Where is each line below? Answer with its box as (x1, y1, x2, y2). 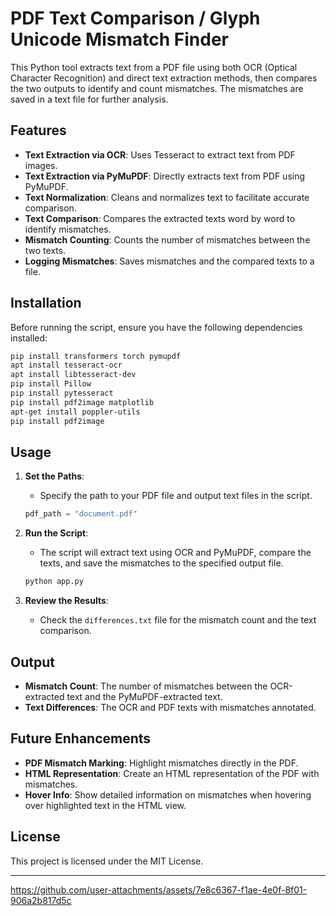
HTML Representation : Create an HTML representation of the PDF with (24, 767, 320, 779)
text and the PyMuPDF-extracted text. (66, 690, 223, 702)
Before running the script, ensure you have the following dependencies (10, 321, 303, 333)
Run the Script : (24, 527, 89, 539)
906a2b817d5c (10, 894, 72, 906)
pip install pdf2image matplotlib (10, 397, 155, 407)
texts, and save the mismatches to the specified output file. (39, 557, 284, 569)
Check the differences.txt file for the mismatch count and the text (39, 614, 317, 626)
